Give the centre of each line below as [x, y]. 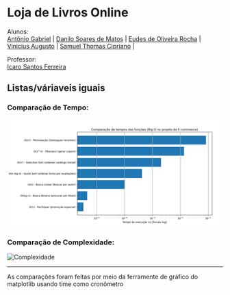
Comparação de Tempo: [48, 107]
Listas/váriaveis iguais [56, 88]
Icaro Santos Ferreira [37, 66]
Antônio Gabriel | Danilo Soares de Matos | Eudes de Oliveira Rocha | [104, 38]
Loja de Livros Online [68, 13]
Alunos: [18, 31]
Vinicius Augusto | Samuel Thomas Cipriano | [71, 46]
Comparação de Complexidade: [61, 242]
